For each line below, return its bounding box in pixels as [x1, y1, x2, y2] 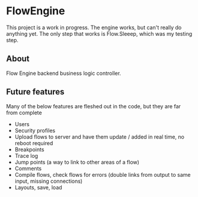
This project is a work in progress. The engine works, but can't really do [6, 24, 182, 31]
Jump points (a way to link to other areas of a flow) [14, 158, 139, 165]
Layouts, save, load [14, 183, 62, 191]
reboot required [14, 139, 53, 146]
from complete [6, 109, 43, 116]
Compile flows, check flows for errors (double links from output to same [14, 171, 191, 178]
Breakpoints [14, 146, 44, 153]
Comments [14, 165, 42, 172]
